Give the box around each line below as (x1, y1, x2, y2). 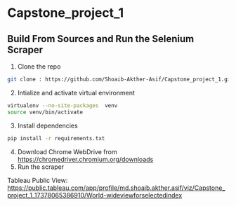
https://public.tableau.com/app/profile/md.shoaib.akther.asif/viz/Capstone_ (7, 184, 225, 192)
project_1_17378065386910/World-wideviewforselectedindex (7, 191, 183, 199)
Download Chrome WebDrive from (17, 147, 117, 156)
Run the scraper (17, 163, 65, 171)
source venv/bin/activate (7, 109, 83, 116)
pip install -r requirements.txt (7, 135, 105, 142)
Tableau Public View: (7, 176, 68, 184)
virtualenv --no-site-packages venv (7, 102, 118, 109)
